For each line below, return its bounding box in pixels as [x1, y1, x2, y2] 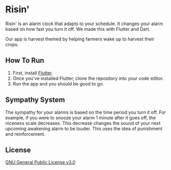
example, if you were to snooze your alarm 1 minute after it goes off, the [5, 114, 156, 121]
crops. [5, 41, 19, 47]
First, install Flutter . [12, 70, 53, 76]
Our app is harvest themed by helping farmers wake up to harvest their [5, 36, 155, 42]
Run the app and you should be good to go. [12, 80, 104, 87]
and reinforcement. [5, 131, 46, 137]
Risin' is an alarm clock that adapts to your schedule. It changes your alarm [5, 20, 163, 27]
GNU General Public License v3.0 [5, 159, 76, 165]
